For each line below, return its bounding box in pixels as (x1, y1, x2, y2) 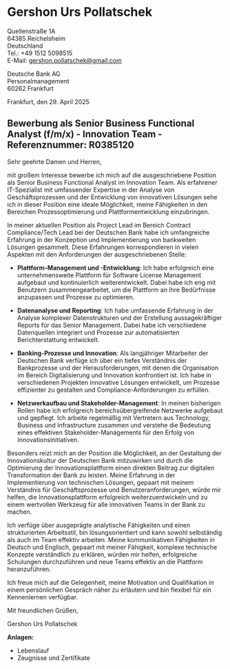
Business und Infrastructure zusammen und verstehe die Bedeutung (17, 421, 211, 429)
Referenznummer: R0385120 (7, 139, 134, 151)
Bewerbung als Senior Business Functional (7, 118, 195, 130)
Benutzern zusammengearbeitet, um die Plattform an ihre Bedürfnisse (17, 286, 216, 294)
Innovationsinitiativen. (17, 435, 79, 443)
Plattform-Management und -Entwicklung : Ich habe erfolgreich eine (17, 263, 215, 272)
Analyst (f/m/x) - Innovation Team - (7, 128, 163, 140)
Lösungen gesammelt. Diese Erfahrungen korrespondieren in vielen (7, 243, 199, 251)
